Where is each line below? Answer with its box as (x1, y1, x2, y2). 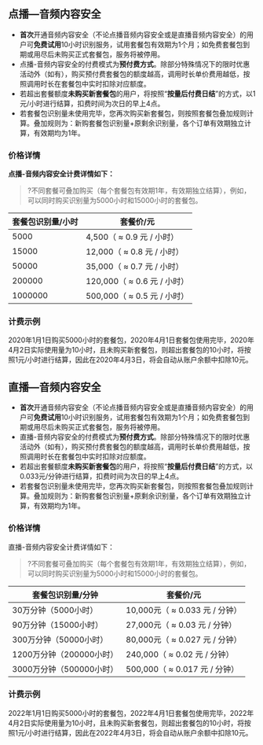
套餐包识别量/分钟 (31, 589, 98, 600)
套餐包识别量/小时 (12, 216, 79, 227)
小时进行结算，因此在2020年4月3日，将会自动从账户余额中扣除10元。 (27, 355, 253, 364)
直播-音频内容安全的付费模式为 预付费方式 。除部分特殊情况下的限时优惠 (19, 432, 250, 442)
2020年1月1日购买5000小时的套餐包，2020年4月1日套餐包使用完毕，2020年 (8, 335, 255, 345)
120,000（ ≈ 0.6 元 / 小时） (86, 276, 189, 287)
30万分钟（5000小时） (12, 604, 98, 615)
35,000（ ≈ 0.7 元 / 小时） (86, 261, 184, 272)
